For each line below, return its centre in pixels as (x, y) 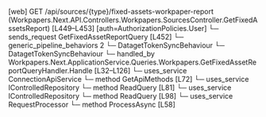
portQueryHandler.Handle (50, 70)
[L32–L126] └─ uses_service (141, 70)
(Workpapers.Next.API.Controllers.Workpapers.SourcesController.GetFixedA (133, 20)
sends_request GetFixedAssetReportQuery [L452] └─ (96, 37)
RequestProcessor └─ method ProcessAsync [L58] (92, 104)
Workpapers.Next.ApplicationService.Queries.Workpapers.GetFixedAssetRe (132, 62)
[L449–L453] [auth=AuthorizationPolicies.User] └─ (135, 28)
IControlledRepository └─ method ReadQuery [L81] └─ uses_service (120, 88)
